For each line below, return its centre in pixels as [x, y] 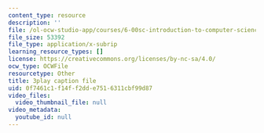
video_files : [29, 95]
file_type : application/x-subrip [63, 45]
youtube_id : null [44, 117]
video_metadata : [35, 110]
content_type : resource [47, 15]
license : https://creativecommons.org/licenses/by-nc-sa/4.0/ [112, 59]
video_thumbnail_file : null [61, 102]
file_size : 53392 [37, 37]
